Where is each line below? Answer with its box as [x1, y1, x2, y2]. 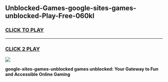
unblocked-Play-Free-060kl [5, 12, 94, 20]
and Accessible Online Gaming [5, 71, 70, 77]
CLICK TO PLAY [5, 27, 44, 34]
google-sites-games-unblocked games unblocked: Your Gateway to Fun [5, 66, 158, 72]
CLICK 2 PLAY [5, 45, 40, 52]
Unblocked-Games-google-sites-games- [5, 4, 136, 12]
